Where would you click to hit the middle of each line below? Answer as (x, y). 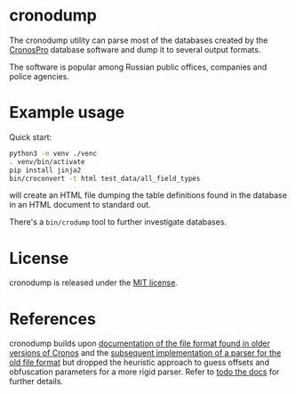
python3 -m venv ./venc (53, 153)
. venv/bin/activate (48, 161)
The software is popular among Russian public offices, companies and (138, 67)
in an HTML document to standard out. (80, 205)
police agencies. (39, 76)
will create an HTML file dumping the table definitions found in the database (148, 195)
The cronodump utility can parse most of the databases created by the (139, 40)
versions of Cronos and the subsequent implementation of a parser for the (145, 353)
